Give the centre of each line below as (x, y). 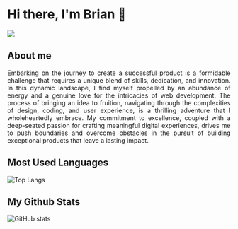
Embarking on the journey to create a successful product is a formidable (119, 73)
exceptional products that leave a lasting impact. (78, 140)
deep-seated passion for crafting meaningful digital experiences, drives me (119, 125)
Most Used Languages (58, 163)
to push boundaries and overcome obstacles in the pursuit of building (119, 133)
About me (29, 56)
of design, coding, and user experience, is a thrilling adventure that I (119, 110)
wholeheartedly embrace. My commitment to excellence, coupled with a (119, 118)
